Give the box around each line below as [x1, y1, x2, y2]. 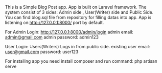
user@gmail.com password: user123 [5, 49, 79, 55]
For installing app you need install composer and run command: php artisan [5, 58, 158, 64]
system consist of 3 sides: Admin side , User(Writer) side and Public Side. [5, 9, 154, 15]
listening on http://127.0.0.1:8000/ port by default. [5, 19, 104, 25]
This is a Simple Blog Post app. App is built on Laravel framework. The [5, 4, 147, 10]
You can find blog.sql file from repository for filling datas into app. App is [5, 15, 152, 20]
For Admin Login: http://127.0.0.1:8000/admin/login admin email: [5, 29, 134, 35]
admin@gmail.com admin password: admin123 [5, 34, 99, 40]
